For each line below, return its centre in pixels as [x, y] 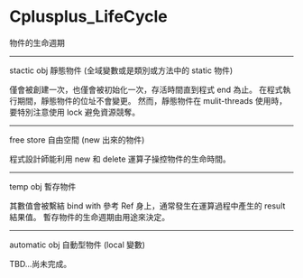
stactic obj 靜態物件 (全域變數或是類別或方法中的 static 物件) [121, 70]
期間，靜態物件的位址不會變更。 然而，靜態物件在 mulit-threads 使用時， [151, 100]
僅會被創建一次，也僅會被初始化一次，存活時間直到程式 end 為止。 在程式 [146, 89]
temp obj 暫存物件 [43, 186]
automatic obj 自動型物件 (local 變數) [78, 245]
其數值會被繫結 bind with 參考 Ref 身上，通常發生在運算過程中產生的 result [147, 206]
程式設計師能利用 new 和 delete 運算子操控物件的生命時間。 [120, 159]
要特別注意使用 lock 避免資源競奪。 [75, 112]
